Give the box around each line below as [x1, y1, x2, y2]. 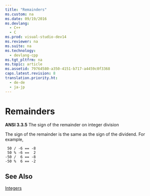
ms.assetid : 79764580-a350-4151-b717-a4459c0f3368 [5, 67, 110, 72]
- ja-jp [9, 84, 25, 90]
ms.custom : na [5, 12, 34, 17]
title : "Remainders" [5, 7, 47, 12]
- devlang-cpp [9, 52, 38, 58]
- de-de [9, 80, 25, 85]
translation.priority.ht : [5, 75, 58, 80]
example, [5, 137, 23, 143]
